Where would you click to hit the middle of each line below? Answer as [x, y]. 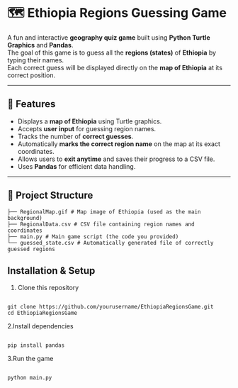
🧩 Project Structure [50, 195]
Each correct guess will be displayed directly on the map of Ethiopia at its [115, 67]
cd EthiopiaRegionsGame [42, 313]
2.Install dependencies [40, 326]
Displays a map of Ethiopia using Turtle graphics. [90, 121]
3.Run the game [30, 359]
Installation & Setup [51, 271]
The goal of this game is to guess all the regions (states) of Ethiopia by [112, 52]
